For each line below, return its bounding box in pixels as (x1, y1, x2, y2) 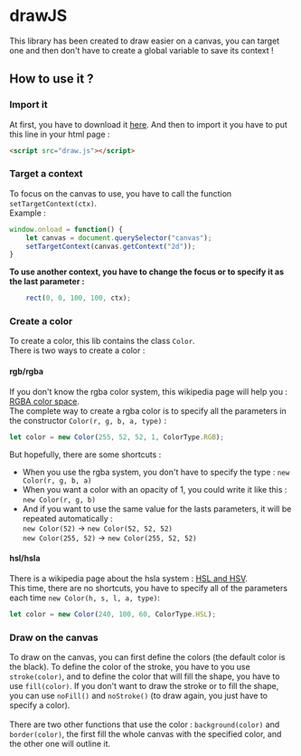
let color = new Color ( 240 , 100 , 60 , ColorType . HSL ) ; (9, 609, 217, 618)
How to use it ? (9, 72, 94, 87)
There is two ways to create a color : (9, 345, 146, 356)
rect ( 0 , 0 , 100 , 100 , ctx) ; (25, 293, 131, 303)
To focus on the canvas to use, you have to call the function (9, 187, 232, 199)
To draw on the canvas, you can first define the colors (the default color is (9, 651, 286, 662)
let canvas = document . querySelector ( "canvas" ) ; (25, 233, 212, 243)
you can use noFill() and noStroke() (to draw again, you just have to (9, 690, 268, 701)
